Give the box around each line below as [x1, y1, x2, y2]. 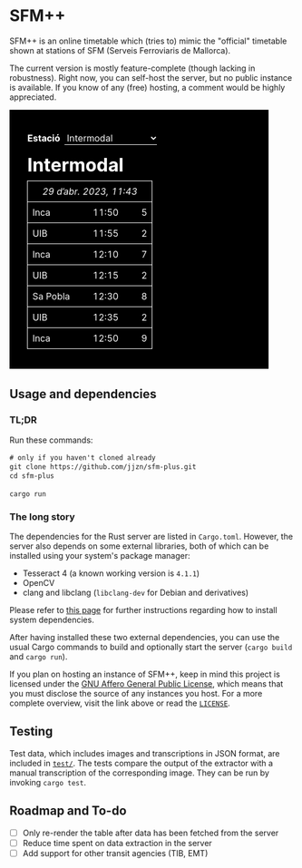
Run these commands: [9, 434, 93, 445]
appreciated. [9, 92, 57, 102]
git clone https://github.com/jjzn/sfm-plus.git [9, 462, 197, 472]
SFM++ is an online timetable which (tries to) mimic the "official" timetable [9, 35, 287, 46]
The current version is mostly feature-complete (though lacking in [9, 63, 256, 73]
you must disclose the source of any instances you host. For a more [9, 688, 263, 698]
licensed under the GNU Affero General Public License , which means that [9, 678, 284, 689]
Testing [9, 724, 54, 739]
